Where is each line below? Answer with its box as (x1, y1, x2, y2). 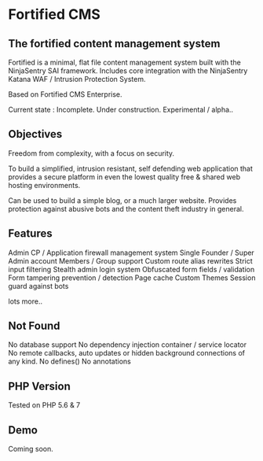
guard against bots (8, 281, 69, 290)
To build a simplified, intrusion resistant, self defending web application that (8, 164, 254, 173)
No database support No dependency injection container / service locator (8, 340, 247, 349)
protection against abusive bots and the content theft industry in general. (8, 204, 244, 213)
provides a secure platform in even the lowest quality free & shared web (8, 171, 241, 182)
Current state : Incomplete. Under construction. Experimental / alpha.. (8, 105, 234, 114)
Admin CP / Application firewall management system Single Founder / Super (8, 248, 255, 257)
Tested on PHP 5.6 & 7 (8, 400, 81, 410)
